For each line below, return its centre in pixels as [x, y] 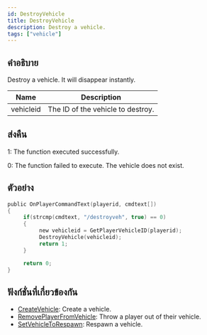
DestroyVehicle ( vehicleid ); [80, 238]
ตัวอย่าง [21, 188]
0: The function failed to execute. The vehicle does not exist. [96, 165]
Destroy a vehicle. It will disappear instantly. [72, 80]
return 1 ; [54, 244]
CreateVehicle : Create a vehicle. [65, 309]
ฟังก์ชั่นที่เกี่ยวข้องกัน [43, 292]
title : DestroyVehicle [41, 21]
